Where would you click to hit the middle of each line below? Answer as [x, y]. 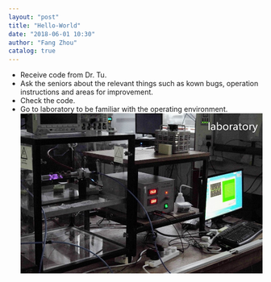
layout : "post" [34, 17]
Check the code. [48, 101]
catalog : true [32, 51]
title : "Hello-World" [45, 25]
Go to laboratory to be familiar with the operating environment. [124, 110]
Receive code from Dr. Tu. [63, 75]
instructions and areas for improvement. [86, 92]
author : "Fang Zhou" [43, 43]
